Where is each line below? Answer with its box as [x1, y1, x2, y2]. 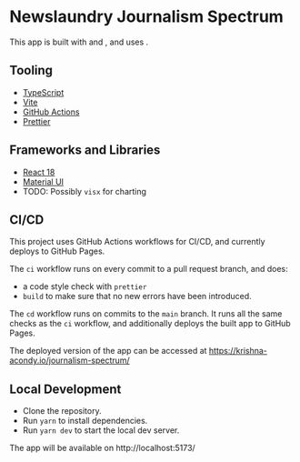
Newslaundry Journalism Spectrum [9, 6, 284, 27]
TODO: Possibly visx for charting [22, 186, 147, 196]
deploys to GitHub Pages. [9, 246, 105, 256]
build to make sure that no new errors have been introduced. [22, 291, 252, 302]
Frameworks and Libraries [9, 143, 161, 158]
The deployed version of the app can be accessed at [9, 346, 207, 357]
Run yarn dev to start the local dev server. [22, 425, 180, 436]
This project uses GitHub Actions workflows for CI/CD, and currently [9, 236, 265, 247]
